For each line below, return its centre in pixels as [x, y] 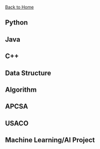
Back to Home [19, 7]
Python [17, 22]
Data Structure [28, 73]
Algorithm [21, 90]
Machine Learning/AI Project [50, 140]
